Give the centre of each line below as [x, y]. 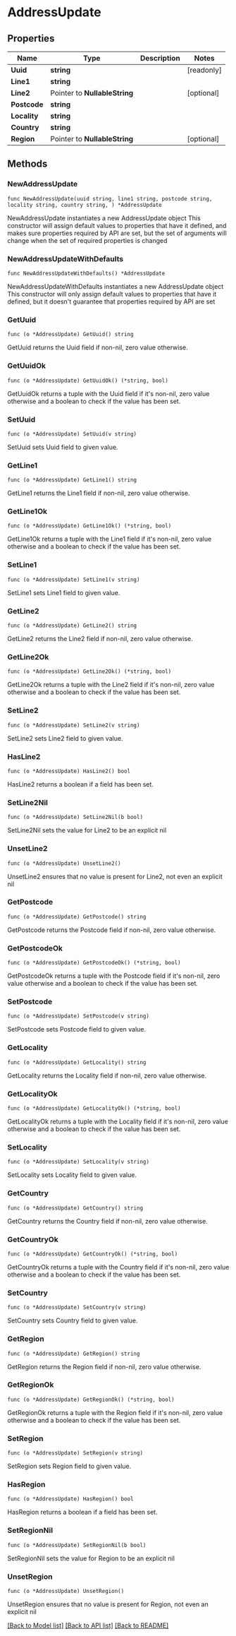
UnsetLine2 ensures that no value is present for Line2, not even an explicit [115, 876]
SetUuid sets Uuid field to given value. [63, 447]
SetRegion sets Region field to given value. [69, 1467]
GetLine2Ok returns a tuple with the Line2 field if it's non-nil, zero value [111, 685]
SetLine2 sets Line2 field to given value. [65, 738]
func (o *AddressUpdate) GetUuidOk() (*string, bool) [88, 381]
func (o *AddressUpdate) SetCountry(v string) [77, 1308]
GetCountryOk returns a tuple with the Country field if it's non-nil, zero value [118, 1267]
